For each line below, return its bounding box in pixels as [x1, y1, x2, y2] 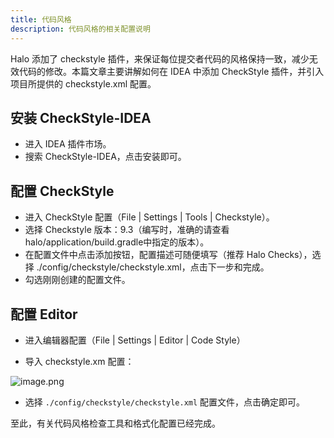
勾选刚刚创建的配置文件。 [24, 274, 131, 286]
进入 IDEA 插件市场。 [24, 138, 112, 150]
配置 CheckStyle [10, 182, 115, 200]
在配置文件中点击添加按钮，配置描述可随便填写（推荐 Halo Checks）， [24, 249, 313, 261]
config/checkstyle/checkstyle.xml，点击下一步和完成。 [41, 261, 270, 273]
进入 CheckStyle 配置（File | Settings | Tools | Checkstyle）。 [24, 211, 275, 223]
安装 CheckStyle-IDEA [10, 109, 152, 126]
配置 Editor [10, 306, 78, 323]
